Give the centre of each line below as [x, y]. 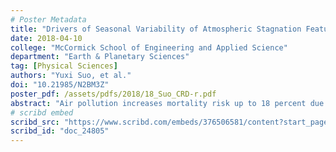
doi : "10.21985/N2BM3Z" [60, 85]
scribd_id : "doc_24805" [60, 131]
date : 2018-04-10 [46, 38]
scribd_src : [35, 122]
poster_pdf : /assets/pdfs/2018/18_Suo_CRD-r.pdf [113, 94]
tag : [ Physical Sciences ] [64, 66]
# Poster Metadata [48, 19]
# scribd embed [42, 112]
